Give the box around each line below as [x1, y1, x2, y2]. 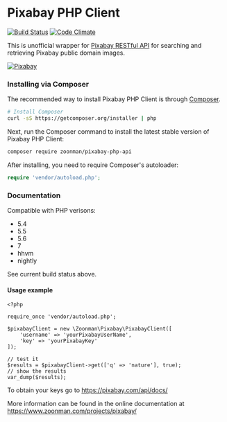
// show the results [7, 368, 67, 375]
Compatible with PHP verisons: [7, 206, 96, 215]
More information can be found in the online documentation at [7, 400, 185, 408]
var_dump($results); [7, 374, 67, 381]
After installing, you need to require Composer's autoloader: [7, 161, 179, 169]
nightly [17, 256, 37, 265]
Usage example [7, 285, 53, 294]
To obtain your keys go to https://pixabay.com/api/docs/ [7, 386, 168, 394]
